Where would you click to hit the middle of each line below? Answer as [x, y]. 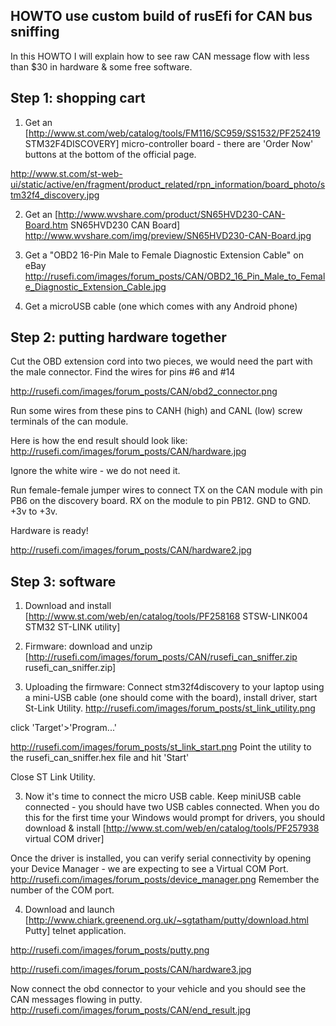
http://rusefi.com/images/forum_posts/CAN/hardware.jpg [128, 451]
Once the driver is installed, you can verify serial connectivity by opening [161, 858]
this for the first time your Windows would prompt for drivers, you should [174, 818]
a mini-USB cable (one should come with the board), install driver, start [171, 698]
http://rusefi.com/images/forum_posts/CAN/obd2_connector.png [144, 391]
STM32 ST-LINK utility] [72, 627]
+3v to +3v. [34, 511]
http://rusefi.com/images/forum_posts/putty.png [110, 950]
